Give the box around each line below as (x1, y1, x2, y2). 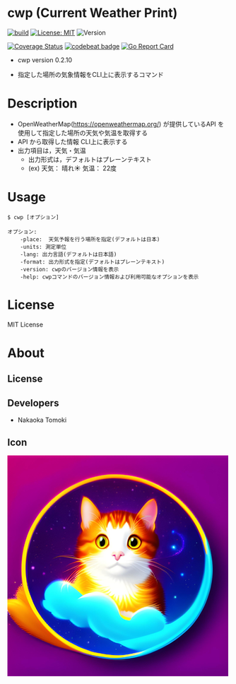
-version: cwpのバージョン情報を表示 (20, 266, 119, 273)
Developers (7, 397, 59, 409)
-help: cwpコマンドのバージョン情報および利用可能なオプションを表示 (20, 273, 199, 281)
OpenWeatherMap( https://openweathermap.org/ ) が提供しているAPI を (17, 119, 225, 128)
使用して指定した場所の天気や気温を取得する (17, 129, 148, 137)
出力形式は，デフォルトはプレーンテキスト (28, 155, 152, 163)
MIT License (7, 320, 44, 329)
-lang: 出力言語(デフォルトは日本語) (20, 251, 117, 258)
